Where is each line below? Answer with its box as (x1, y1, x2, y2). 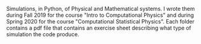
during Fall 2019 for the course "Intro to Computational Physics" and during (6, 11, 194, 19)
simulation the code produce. (6, 31, 80, 38)
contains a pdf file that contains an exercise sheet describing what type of (6, 24, 192, 31)
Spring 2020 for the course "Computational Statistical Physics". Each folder (6, 18, 195, 25)
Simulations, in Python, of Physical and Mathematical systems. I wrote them (6, 5, 195, 12)
